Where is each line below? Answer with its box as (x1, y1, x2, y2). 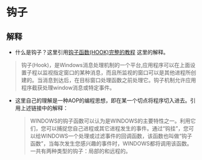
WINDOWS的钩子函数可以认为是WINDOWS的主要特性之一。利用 (30, 117, 191, 124)
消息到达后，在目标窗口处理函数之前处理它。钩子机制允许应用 (42, 77, 197, 83)
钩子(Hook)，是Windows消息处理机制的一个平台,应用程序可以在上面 (21, 62, 191, 68)
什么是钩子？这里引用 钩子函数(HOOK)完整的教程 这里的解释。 (15, 49, 169, 56)
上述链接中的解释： (20, 104, 68, 112)
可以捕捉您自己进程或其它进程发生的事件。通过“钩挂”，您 (46, 125, 189, 132)
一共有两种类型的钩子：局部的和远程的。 (30, 147, 131, 155)
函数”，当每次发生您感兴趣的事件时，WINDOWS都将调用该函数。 (30, 140, 192, 147)
